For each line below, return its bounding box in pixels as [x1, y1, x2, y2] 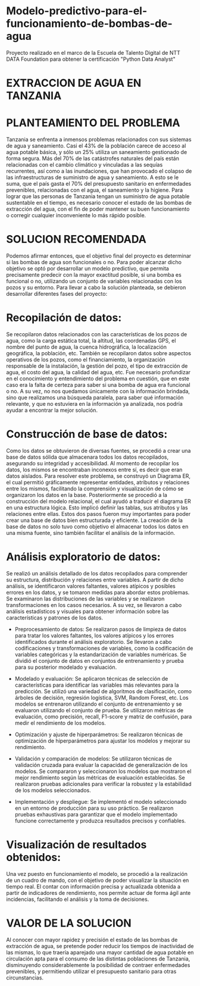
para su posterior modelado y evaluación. [14, 663, 117, 671]
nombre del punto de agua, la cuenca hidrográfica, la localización [6, 343, 167, 350]
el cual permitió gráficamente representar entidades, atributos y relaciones [6, 478, 190, 486]
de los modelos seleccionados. [14, 787, 91, 794]
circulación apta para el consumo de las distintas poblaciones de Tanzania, [6, 955, 190, 962]
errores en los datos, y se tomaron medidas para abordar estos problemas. [6, 589, 190, 596]
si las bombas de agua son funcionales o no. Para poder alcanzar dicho [6, 259, 182, 265]
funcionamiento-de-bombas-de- [6, 17, 173, 30]
